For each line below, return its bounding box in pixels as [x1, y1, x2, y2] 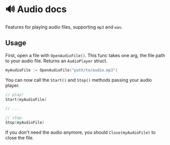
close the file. [5, 135, 34, 140]
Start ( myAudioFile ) [5, 97, 47, 102]
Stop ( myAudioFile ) [5, 120, 45, 125]
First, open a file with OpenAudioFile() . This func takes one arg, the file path [5, 52, 165, 58]
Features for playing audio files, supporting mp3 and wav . [5, 23, 123, 30]
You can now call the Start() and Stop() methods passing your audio [5, 77, 152, 83]
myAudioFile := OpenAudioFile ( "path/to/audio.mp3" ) [5, 67, 118, 72]
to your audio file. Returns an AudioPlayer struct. [5, 58, 108, 64]
